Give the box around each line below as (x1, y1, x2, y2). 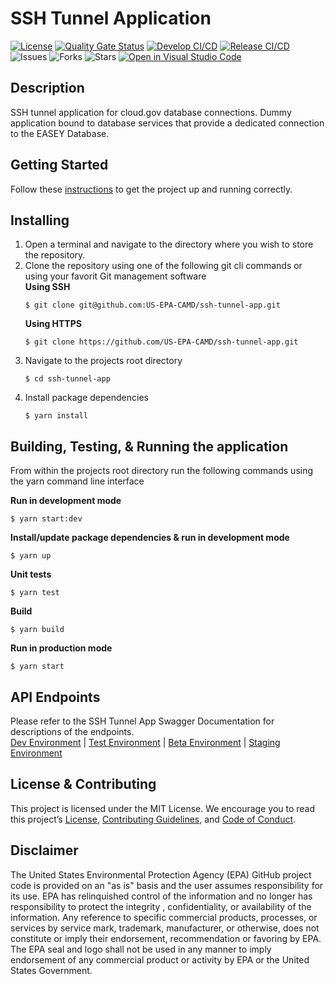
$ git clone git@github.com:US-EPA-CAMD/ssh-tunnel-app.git (24, 300, 281, 311)
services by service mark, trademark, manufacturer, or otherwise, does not (10, 922, 320, 934)
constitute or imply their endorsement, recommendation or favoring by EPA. (10, 932, 322, 944)
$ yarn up (10, 551, 52, 561)
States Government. (10, 964, 93, 976)
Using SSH (24, 281, 71, 293)
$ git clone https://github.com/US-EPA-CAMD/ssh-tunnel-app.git (24, 337, 299, 347)
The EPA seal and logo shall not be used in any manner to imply (10, 943, 272, 955)
